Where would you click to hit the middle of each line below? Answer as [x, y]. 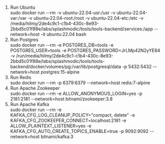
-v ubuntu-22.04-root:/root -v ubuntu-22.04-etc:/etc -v [86, 18]
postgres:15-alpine [60, 72]
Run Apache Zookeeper [35, 88]
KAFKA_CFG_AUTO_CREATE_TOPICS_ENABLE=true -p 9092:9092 [79, 131]
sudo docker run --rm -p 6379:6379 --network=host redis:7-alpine [80, 83]
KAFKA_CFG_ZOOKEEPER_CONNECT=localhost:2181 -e [68, 120]
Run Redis [21, 77]
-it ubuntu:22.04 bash [63, 34]
